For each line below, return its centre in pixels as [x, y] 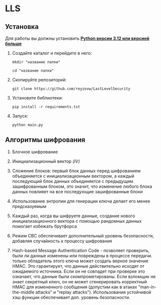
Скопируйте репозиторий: [39, 80]
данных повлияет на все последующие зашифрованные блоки [77, 191]
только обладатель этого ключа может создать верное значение [80, 261]
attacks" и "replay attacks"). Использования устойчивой [93, 292]
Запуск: [20, 116]
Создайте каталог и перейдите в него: [52, 53]
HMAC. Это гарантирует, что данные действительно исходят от [78, 266]
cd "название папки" [33, 71]
